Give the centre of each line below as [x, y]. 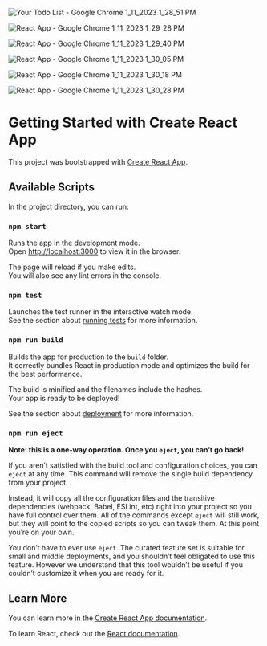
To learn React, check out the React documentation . [94, 633]
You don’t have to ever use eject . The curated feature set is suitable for [126, 547]
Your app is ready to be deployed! [64, 398]
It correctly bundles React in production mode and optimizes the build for [129, 365]
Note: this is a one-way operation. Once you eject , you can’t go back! [126, 449]
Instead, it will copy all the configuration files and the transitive [111, 497]
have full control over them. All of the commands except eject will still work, [134, 515]
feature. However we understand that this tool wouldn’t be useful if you [125, 564]
